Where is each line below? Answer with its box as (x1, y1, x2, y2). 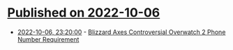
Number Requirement (17, 35, 80, 43)
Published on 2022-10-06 (7, 5, 160, 21)
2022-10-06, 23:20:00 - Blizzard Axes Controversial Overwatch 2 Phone (17, 28, 226, 36)
